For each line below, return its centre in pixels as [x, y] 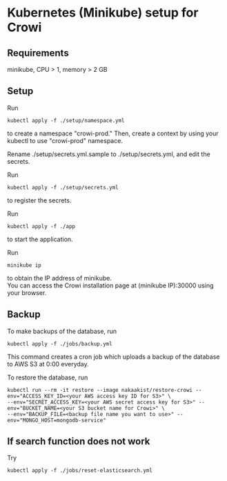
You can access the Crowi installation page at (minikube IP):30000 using [110, 285]
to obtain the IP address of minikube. [59, 278]
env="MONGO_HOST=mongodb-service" [57, 420]
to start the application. [40, 239]
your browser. [27, 292]
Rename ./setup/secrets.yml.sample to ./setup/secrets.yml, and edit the [109, 154]
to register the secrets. [39, 200]
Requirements [38, 53]
